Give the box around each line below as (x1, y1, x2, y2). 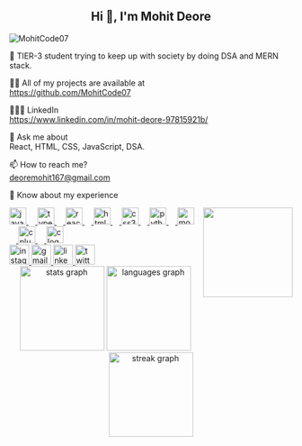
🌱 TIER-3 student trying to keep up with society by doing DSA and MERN (9, 50, 279, 61)
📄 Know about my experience (9, 189, 119, 200)
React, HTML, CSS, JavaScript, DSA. (9, 141, 146, 151)
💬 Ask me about (9, 132, 68, 142)
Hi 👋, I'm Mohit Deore (91, 9, 211, 24)
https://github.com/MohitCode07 (9, 86, 132, 97)
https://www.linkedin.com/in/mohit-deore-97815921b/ (9, 114, 209, 124)
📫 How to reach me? (9, 159, 88, 169)
